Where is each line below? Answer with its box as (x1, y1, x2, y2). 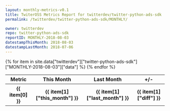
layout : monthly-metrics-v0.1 (5, 7, 69, 13)
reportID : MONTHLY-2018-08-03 (5, 35, 69, 40)
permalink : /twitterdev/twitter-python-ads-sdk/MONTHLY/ (5, 17, 128, 22)
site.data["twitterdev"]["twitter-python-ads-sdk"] (34, 59, 138, 65)
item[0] (9, 91, 28, 98)
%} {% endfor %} (79, 64, 116, 70)
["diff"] (137, 94, 155, 101)
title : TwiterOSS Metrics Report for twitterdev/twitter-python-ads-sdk (5, 12, 162, 17)
